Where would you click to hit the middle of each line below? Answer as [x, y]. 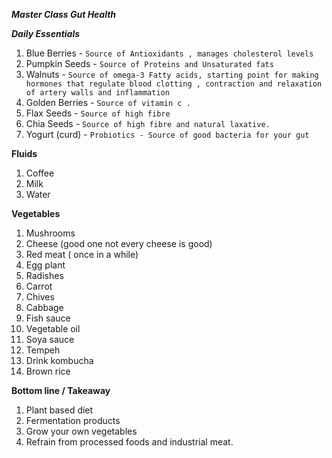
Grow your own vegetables [81, 431]
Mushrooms [50, 233]
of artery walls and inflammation [97, 93]
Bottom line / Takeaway [61, 390]
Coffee [40, 173]
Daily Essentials [46, 33]
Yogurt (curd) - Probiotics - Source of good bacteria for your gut [167, 134]
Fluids [24, 153]
